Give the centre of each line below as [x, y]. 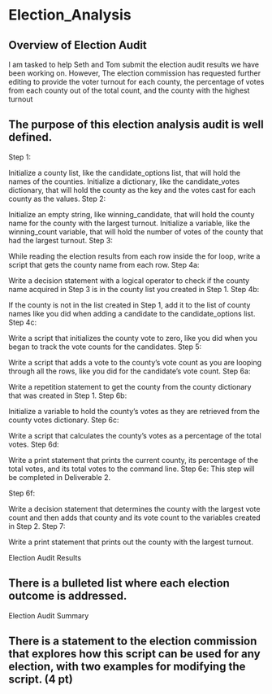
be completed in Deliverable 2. [60, 477]
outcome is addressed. [68, 596]
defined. [30, 137]
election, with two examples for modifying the [127, 667]
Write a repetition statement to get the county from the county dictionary [130, 386]
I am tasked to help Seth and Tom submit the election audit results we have [134, 64]
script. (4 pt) [41, 680]
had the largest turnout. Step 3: [61, 240]
